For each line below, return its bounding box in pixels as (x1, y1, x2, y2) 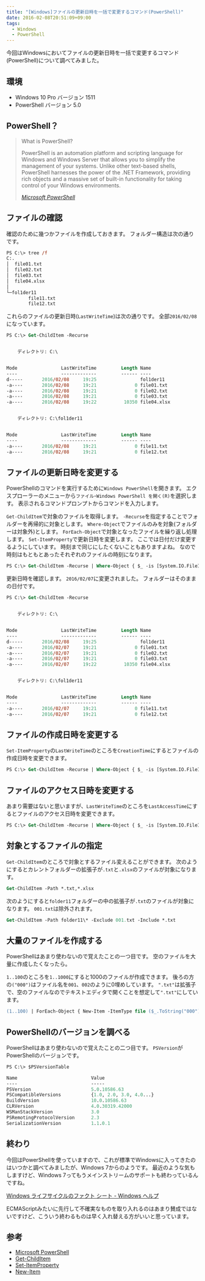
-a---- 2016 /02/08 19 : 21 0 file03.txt (6, 393, 168, 400)
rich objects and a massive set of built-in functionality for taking (21, 175, 182, 182)
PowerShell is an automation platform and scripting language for (21, 149, 183, 156)
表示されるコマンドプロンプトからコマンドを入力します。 (18, 500, 162, 507)
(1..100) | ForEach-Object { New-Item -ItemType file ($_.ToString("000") (6, 1008, 201, 1014)
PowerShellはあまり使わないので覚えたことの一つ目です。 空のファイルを (6, 953, 191, 960)
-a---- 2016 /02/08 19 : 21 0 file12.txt (6, 449, 168, 455)
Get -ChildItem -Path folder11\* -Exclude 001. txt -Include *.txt (6, 917, 176, 923)
